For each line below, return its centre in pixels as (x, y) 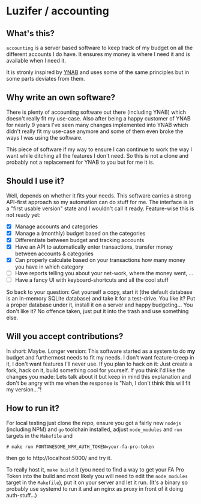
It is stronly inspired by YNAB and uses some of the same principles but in (98, 72)
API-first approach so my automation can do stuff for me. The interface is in (100, 202)
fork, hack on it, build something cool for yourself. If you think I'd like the (96, 370)
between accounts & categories (54, 254)
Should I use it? (35, 181)
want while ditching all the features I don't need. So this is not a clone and (97, 155)
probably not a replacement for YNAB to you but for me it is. (80, 162)
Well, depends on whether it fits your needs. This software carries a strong (99, 195)
